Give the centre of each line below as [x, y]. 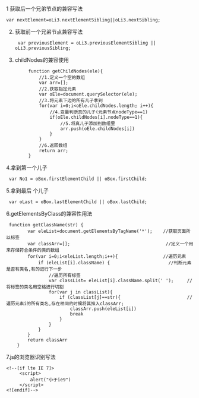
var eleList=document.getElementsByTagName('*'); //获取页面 [107, 231]
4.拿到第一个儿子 [27, 168]
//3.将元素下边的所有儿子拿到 [71, 100]
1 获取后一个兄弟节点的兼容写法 [45, 9]
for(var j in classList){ [80, 292]
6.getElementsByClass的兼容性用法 [49, 214]
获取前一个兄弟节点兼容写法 [49, 32]
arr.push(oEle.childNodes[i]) [97, 129]
